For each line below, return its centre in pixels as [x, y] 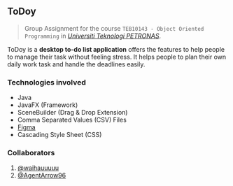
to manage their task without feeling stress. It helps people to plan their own [117, 57]
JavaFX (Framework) [48, 105]
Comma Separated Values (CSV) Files [72, 120]
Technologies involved [47, 82]
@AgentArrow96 [42, 176]
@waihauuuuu [38, 168]
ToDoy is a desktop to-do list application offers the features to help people [116, 49]
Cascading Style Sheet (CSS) [59, 135]
